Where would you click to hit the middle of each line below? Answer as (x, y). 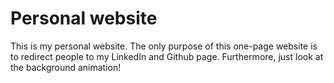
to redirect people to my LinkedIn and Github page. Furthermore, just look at (167, 56)
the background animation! (66, 67)
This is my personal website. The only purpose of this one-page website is (164, 46)
